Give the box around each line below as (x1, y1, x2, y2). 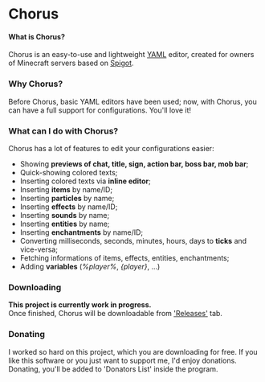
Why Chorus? (8, 78, 63, 89)
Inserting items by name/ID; (19, 184, 113, 194)
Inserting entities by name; (19, 219, 110, 228)
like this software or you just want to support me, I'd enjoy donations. (8, 355, 237, 365)
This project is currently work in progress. (8, 300, 152, 310)
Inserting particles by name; (19, 193, 115, 203)
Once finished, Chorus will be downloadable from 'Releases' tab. (8, 309, 223, 318)
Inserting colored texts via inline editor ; (19, 176, 151, 186)
